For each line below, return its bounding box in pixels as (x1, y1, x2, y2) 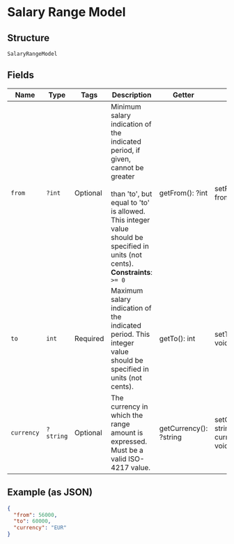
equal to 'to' (111, 197, 150, 207)
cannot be (111, 163, 144, 172)
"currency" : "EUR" (13, 524, 68, 531)
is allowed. (111, 206, 146, 216)
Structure (7, 32, 50, 44)
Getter (173, 90, 195, 100)
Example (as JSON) (7, 486, 93, 499)
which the (111, 410, 143, 420)
